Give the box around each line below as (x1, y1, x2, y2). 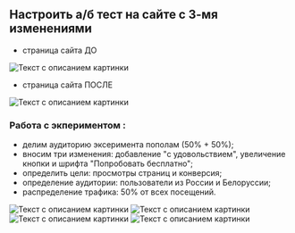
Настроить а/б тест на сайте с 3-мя (9, 7, 219, 22)
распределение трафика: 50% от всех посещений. (21, 187, 216, 197)
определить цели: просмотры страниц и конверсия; (21, 168, 223, 179)
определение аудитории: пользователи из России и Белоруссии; (21, 178, 271, 188)
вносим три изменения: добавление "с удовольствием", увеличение (21, 149, 286, 160)
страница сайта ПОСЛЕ (21, 79, 114, 90)
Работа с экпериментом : (9, 119, 127, 131)
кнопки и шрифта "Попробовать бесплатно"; (21, 158, 194, 169)
